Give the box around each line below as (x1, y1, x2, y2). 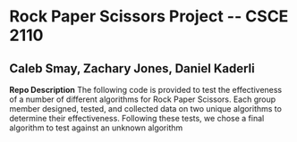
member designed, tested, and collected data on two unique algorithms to (9, 104, 282, 113)
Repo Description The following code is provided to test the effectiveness (9, 85, 283, 95)
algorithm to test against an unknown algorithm (9, 122, 183, 133)
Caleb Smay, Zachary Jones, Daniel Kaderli (9, 61, 255, 76)
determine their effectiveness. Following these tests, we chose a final (9, 113, 265, 123)
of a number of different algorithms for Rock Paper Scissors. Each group (9, 94, 276, 104)
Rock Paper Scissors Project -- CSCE (9, 6, 289, 27)
